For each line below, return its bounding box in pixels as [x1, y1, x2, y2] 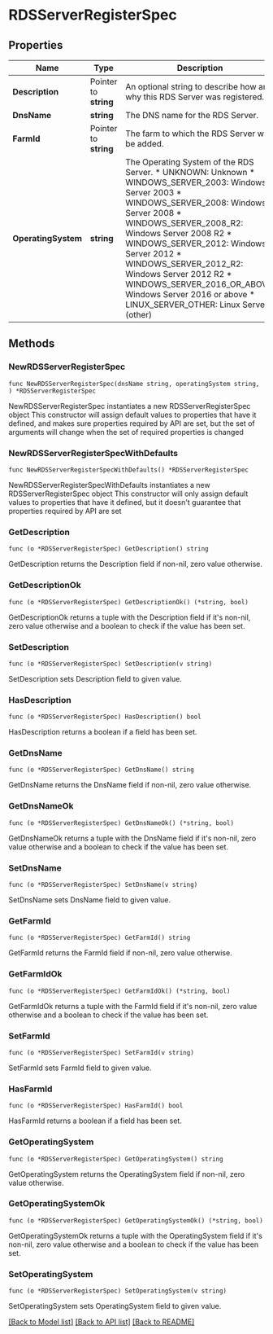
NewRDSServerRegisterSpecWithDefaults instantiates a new [8, 480, 210, 489]
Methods [8, 336, 55, 351]
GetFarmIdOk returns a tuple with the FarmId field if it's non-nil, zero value [8, 1001, 258, 1011]
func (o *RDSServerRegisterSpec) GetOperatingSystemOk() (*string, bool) [8, 1216, 264, 1225]
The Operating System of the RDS [125, 156, 254, 168]
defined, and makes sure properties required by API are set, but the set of [8, 418, 256, 428]
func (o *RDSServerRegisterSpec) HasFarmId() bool [8, 1102, 184, 1110]
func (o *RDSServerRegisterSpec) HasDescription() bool [8, 713, 201, 722]
